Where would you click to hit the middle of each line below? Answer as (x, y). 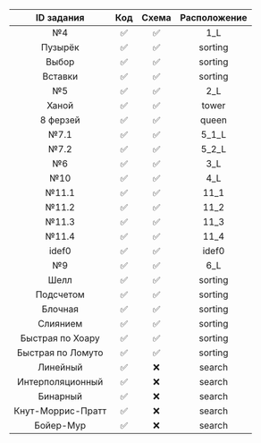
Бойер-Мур (60, 426)
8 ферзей (60, 120)
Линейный (60, 367)
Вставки (60, 77)
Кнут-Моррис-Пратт (60, 411)
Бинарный (60, 396)
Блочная (60, 309)
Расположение (214, 17)
